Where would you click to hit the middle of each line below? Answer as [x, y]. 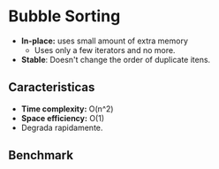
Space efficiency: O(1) [63, 118]
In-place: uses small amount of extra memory [105, 41]
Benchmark [41, 155]
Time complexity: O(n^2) [67, 109]
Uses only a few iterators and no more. [105, 50]
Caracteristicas [52, 87]
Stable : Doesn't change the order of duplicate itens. [116, 59]
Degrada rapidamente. [62, 127]
